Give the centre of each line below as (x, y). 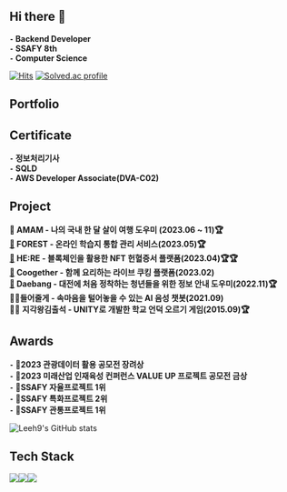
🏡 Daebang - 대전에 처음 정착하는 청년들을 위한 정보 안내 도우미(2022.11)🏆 (143, 284)
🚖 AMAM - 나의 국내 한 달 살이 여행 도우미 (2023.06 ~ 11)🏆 (117, 229)
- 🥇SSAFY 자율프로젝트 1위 (58, 387)
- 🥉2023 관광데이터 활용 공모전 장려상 (77, 364)
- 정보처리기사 (35, 158)
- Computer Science (49, 58)
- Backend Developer (50, 38)
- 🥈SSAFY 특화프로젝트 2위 (59, 398)
